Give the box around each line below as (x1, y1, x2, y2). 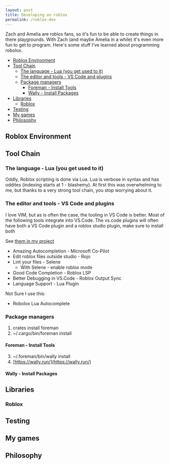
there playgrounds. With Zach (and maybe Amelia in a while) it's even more (5, 36, 164, 43)
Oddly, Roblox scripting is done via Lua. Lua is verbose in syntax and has (5, 176, 159, 182)
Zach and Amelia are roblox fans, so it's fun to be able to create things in (5, 31, 159, 37)
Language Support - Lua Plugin (12, 280, 79, 287)
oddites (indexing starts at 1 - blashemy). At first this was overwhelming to (5, 182, 162, 188)
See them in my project (5, 238, 55, 244)
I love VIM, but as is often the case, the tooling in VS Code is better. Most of (5, 212, 165, 218)
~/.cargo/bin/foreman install (12, 330, 72, 336)
